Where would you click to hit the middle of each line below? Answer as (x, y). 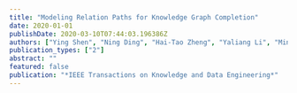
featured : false (39, 67)
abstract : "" (33, 58)
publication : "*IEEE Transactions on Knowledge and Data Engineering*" (144, 75)
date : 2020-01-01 (41, 26)
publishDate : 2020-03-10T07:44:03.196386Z (88, 34)
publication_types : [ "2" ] (57, 50)
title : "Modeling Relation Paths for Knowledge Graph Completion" (134, 17)
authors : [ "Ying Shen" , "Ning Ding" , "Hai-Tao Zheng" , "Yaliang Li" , (140, 42)
